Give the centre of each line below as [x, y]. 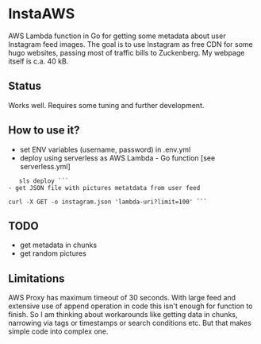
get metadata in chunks [58, 245]
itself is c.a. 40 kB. [38, 61]
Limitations [36, 278]
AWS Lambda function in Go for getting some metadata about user [117, 36]
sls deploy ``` [44, 181]
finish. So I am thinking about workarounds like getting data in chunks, [123, 315]
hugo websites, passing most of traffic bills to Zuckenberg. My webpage [127, 52]
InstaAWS [42, 14]
